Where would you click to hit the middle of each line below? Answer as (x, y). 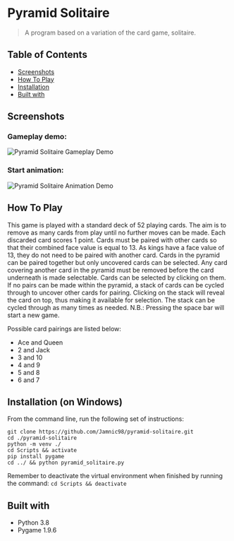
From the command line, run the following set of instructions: (96, 419)
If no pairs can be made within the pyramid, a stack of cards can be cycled (116, 285)
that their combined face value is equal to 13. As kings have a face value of (116, 247)
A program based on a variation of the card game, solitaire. (110, 32)
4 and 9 (29, 364)
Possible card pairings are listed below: (64, 328)
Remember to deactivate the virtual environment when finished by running (115, 476)
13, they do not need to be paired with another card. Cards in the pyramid (113, 255)
